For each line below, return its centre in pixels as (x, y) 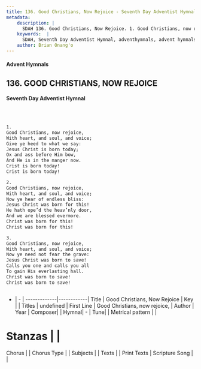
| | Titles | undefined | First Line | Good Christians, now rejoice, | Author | (104, 305)
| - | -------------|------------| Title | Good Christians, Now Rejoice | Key (104, 299)
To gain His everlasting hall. (45, 271)
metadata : (19, 17)
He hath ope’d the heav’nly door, (49, 211)
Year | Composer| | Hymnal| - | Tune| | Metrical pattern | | (86, 312)
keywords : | (33, 34)
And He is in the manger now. (44, 160)
